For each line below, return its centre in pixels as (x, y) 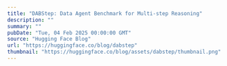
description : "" (30, 20)
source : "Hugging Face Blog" (49, 39)
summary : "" (24, 26)
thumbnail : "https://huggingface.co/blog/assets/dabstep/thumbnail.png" (114, 52)
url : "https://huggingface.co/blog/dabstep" (72, 45)
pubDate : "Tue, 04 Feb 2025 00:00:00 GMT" (69, 33)
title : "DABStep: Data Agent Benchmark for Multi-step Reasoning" (105, 13)
